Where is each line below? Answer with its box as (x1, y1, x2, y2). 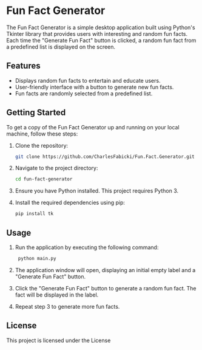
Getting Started (6, 108, 66, 118)
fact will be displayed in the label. (15, 291, 99, 298)
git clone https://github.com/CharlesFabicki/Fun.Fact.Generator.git (15, 153, 195, 160)
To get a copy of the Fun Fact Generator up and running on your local (6, 123, 180, 131)
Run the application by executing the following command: (15, 244, 159, 251)
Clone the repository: (15, 142, 69, 149)
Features (6, 61, 41, 71)
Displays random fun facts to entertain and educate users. (15, 77, 161, 84)
